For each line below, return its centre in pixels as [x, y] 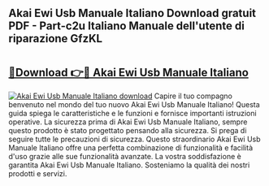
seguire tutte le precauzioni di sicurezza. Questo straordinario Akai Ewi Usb [135, 139]
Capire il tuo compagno [193, 96]
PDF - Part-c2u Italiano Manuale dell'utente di [127, 26]
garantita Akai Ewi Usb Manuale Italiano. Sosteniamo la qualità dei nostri [129, 165]
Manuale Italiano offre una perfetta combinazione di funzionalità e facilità [131, 148]
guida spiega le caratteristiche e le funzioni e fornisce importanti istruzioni [133, 113]
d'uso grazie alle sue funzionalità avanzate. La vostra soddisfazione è [125, 156]
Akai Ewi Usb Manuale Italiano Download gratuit [132, 13]
